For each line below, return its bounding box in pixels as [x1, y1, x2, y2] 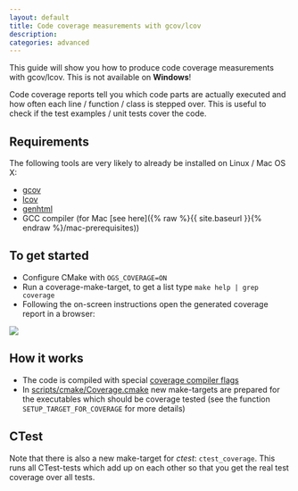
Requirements [9, 134, 89, 149]
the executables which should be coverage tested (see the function [21, 394, 270, 404]
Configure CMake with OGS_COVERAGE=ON [21, 271, 168, 282]
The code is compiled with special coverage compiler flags [21, 374, 239, 385]
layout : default [9, 12, 70, 22]
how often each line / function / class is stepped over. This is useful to [9, 99, 267, 110]
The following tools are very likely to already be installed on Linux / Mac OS [9, 158, 286, 169]
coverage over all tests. [9, 471, 95, 482]
